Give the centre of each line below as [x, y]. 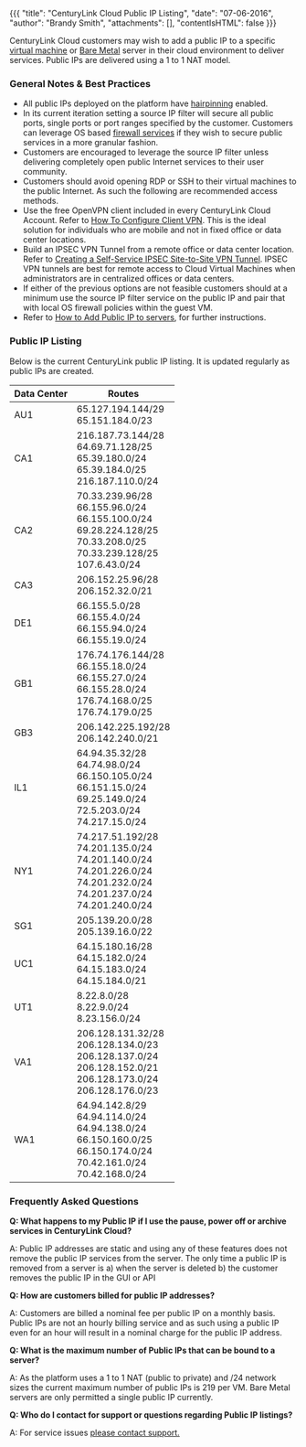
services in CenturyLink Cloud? [71, 1230]
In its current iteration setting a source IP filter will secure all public [148, 113]
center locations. [54, 240]
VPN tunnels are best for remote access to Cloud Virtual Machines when [159, 269]
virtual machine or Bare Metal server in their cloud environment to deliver [147, 50]
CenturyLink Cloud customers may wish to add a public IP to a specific [142, 41]
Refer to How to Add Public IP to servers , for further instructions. [144, 317]
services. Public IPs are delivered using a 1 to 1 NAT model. [120, 60]
